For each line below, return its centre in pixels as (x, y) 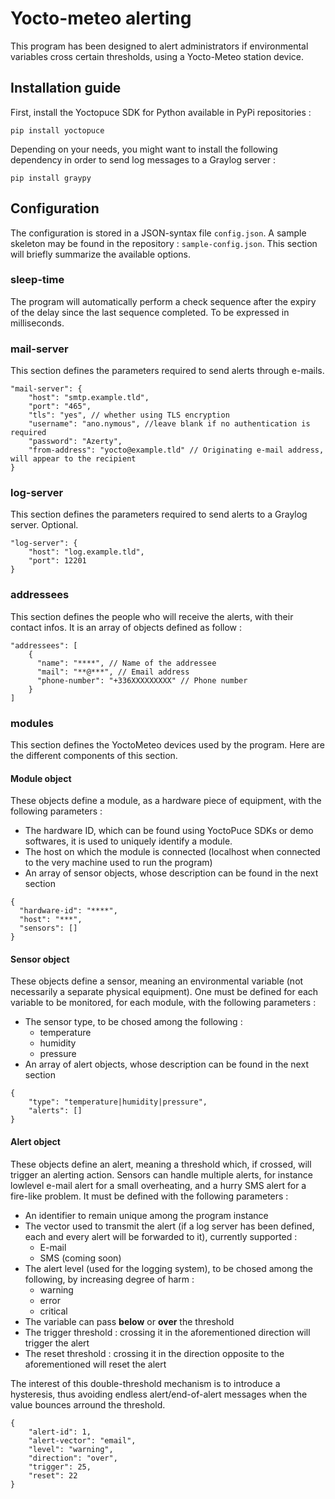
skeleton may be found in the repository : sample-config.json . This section (164, 243)
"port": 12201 (57, 561)
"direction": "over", (73, 1458)
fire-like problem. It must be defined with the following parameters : (149, 1196)
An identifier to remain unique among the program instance (146, 1215)
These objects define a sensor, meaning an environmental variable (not (157, 981)
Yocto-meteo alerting (101, 18)
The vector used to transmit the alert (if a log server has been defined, (169, 1226)
